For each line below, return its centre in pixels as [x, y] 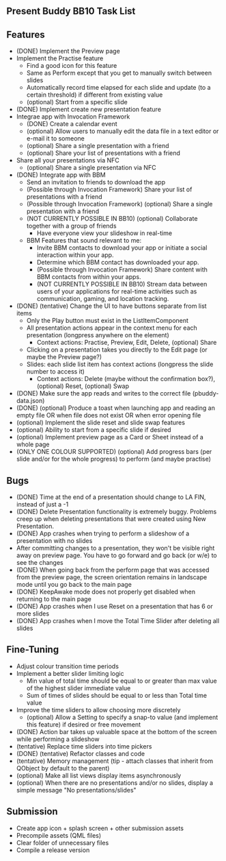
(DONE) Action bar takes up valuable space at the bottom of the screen [116, 731]
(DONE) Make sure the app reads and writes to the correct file [103, 393]
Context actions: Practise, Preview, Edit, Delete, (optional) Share [127, 343]
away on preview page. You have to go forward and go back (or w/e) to [117, 555]
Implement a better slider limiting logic [70, 673]
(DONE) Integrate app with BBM [61, 175]
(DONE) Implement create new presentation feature [89, 110]
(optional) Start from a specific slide [77, 102]
